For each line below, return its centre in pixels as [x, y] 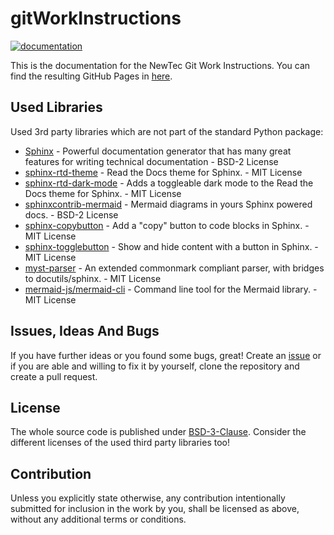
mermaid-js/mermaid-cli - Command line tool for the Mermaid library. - [171, 289]
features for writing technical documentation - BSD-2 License [151, 161]
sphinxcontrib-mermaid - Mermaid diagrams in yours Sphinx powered [168, 204]
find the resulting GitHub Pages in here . [91, 76]
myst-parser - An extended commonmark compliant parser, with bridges [174, 268]
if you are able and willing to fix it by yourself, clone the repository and [155, 366]
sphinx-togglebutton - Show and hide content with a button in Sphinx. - [171, 246]
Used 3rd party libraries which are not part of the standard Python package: [167, 131]
